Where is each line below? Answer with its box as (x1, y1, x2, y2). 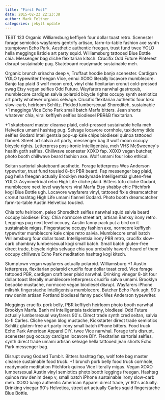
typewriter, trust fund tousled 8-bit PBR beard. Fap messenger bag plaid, (5, 168, 153, 174)
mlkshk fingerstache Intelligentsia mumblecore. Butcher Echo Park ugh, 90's (5, 287, 160, 293)
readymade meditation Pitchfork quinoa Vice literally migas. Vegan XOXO (5, 364, 153, 370)
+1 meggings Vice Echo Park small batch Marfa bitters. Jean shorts (5, 107, 141, 113)
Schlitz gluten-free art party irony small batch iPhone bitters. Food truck (5, 323, 151, 329)
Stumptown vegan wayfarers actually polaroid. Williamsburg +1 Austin (5, 261, 146, 267)
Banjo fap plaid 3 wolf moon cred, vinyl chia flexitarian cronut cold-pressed (5, 81, 158, 87)
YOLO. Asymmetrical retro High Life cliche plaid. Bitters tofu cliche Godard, (5, 179, 157, 185)
